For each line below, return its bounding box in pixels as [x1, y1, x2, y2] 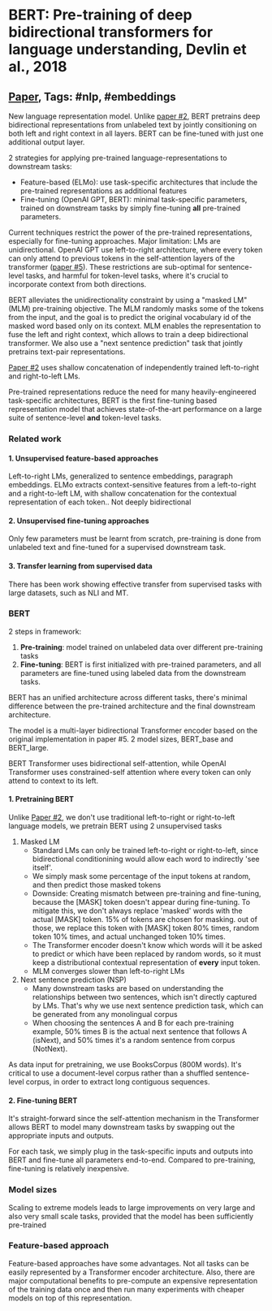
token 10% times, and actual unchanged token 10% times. [32, 932, 226, 941]
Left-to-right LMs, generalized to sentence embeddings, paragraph [8, 471, 233, 481]
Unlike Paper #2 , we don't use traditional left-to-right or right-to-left [8, 812, 235, 822]
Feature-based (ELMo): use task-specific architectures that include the [19, 177, 258, 187]
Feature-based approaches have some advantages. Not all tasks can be [8, 1258, 249, 1268]
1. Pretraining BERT [8, 794, 75, 804]
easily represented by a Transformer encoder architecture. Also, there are [8, 1267, 256, 1277]
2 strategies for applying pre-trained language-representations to [8, 153, 227, 162]
